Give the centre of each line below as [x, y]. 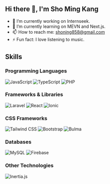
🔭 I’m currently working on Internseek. [51, 21]
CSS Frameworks [26, 118]
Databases [18, 142]
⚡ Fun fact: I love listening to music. [48, 39]
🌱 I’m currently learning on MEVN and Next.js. [59, 26]
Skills [14, 57]
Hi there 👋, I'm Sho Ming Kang [52, 9]
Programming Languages [36, 71]
